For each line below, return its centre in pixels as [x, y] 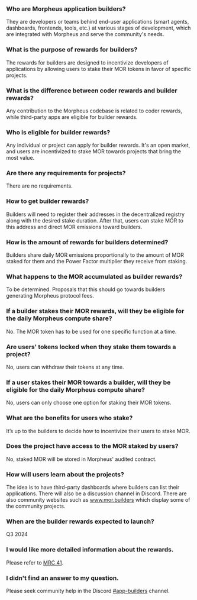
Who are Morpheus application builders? [66, 9]
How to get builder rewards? [48, 201]
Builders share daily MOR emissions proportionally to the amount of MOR [95, 255]
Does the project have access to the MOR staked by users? [92, 446]
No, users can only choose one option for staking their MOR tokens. [89, 403]
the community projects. [36, 506]
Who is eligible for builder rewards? [58, 132]
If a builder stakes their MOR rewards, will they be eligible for [95, 311]
